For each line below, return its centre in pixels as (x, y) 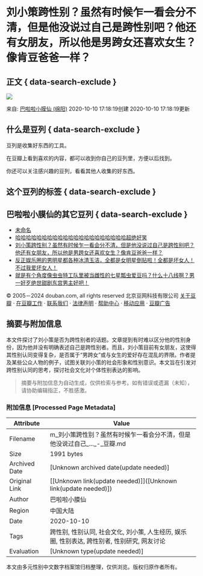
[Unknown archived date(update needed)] (110, 467)
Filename (22, 439)
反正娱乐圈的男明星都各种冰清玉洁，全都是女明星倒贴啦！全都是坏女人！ (105, 260)
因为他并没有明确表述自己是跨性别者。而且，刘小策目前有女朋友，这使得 (106, 347)
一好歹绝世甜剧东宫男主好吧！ (52, 283)
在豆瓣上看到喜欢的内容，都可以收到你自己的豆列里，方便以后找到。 (91, 158)
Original (20, 481)
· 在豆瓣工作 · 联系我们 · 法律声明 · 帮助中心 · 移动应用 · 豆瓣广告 (92, 303)
